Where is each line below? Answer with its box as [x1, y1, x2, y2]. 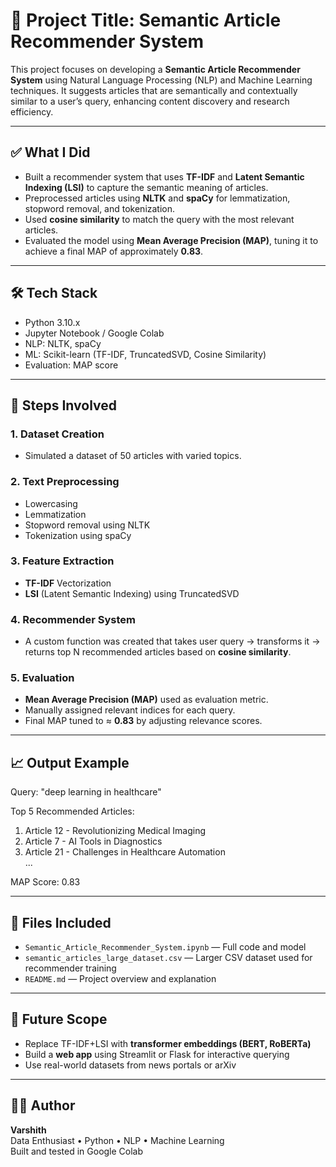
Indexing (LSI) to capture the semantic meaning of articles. [24, 181, 269, 193]
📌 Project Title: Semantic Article [10, 9, 282, 32]
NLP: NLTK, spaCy [24, 337, 102, 349]
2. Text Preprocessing [10, 475, 120, 489]
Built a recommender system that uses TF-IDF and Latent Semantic [24, 170, 305, 183]
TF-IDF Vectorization [24, 577, 112, 589]
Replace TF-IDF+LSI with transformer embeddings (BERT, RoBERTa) [24, 1037, 312, 1049]
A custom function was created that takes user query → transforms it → [24, 635, 321, 648]
